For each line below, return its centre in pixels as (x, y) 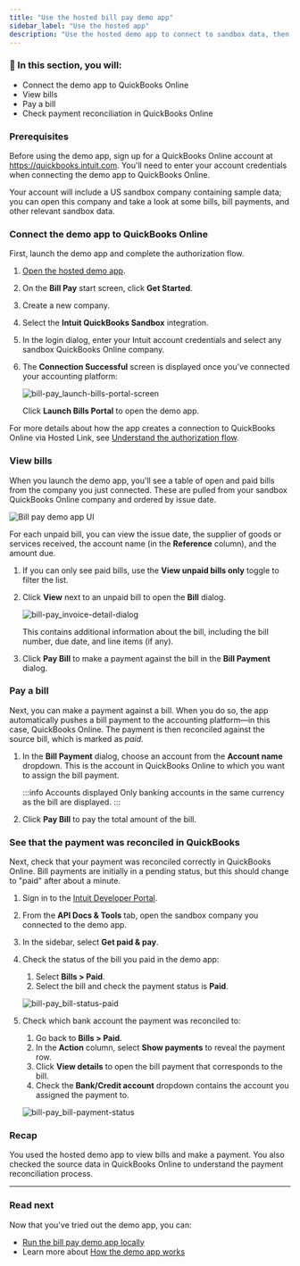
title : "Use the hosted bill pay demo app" (92, 17)
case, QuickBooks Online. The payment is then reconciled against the (137, 729)
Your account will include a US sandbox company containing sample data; (146, 192)
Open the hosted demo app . (74, 271)
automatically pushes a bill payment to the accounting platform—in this (140, 720)
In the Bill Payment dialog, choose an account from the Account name (152, 756)
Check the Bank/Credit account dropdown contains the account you (162, 1086)
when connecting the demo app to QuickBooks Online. (110, 174)
